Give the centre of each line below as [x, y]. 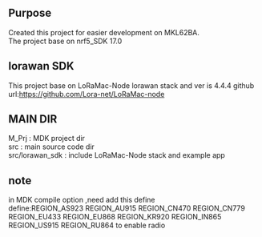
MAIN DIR [33, 119]
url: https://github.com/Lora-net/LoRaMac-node [87, 94]
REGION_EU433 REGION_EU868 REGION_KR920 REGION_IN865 [115, 217]
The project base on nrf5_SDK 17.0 [65, 41]
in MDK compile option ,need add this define [82, 200]
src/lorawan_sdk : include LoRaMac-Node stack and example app [117, 155]
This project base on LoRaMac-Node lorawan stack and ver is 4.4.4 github [131, 85]
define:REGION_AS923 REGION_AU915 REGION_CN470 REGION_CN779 [127, 208]
